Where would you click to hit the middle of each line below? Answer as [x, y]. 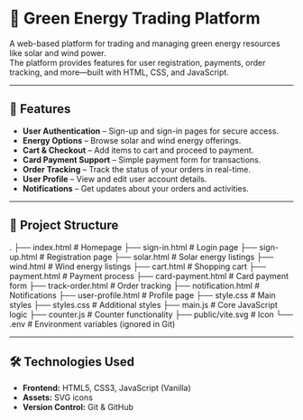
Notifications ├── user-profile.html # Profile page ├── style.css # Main [143, 295]
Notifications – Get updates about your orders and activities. [136, 188]
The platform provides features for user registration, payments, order [138, 62]
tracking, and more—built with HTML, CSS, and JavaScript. [119, 72]
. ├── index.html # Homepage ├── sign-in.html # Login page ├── [133, 247]
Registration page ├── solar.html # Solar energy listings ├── [160, 257]
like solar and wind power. [58, 52]
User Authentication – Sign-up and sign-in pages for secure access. [151, 131]
